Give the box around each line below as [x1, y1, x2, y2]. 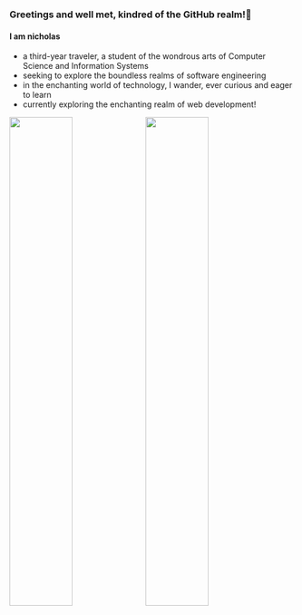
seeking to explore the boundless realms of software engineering [22, 70, 267, 81]
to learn [22, 90, 52, 101]
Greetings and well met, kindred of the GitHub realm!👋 [9, 8, 252, 21]
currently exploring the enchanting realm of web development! [22, 99, 257, 110]
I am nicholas [9, 31, 61, 42]
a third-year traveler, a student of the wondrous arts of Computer [22, 51, 266, 62]
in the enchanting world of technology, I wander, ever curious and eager [22, 80, 293, 91]
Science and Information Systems [22, 61, 150, 72]
